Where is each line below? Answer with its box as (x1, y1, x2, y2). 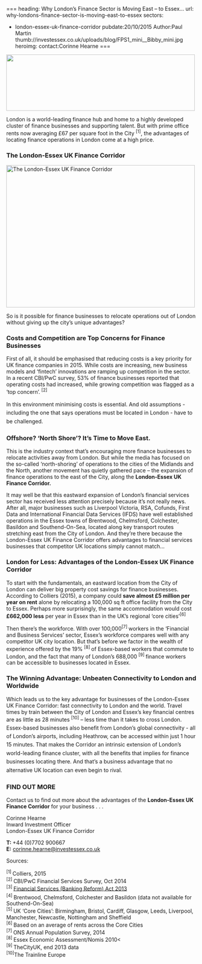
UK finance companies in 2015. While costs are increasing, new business (6, 362, 188, 369)
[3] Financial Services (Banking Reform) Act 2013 (6, 884, 128, 892)
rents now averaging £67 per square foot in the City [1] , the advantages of (6, 129, 189, 137)
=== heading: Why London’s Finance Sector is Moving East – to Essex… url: (6, 5, 194, 12)
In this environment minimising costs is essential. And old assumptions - (6, 400, 186, 408)
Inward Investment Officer (6, 821, 71, 828)
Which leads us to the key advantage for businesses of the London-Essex (6, 695, 190, 702)
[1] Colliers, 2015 (6, 869, 46, 877)
